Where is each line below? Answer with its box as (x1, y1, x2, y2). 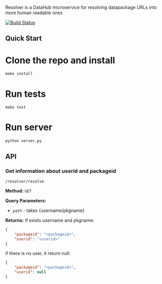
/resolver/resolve (5, 179, 44, 184)
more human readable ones (5, 10, 63, 16)
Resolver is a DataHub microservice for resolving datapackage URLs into (5, 5, 157, 10)
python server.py (5, 138, 42, 144)
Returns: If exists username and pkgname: (5, 217, 95, 223)
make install (5, 71, 33, 77)
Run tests (5, 88, 46, 99)
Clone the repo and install (5, 54, 115, 66)
